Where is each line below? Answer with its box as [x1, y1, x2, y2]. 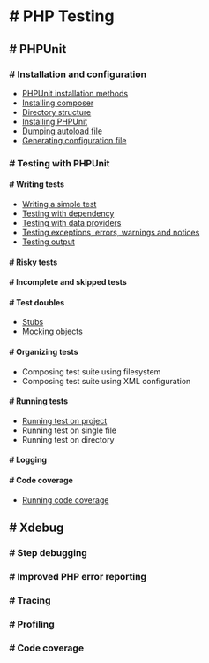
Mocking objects [21, 326, 84, 337]
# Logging [9, 454, 47, 466]
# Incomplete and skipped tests [9, 277, 128, 288]
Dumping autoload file [21, 126, 103, 136]
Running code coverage [21, 494, 109, 505]
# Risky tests [9, 257, 58, 267]
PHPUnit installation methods [21, 88, 129, 98]
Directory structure [21, 106, 92, 117]
